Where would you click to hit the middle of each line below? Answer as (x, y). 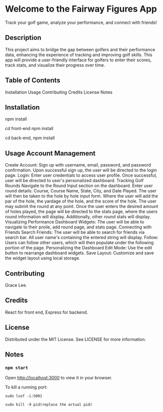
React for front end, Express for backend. (47, 312)
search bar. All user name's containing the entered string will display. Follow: (82, 238)
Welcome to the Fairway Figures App (81, 9)
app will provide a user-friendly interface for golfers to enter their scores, (78, 60)
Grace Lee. (16, 285)
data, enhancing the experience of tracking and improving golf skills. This (79, 55)
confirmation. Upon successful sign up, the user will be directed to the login (81, 170)
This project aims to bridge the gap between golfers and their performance (80, 49)
